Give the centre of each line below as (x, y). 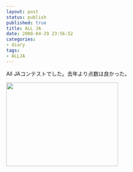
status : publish (26, 17)
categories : (21, 39)
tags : (13, 51)
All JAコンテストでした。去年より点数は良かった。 (68, 74)
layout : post (22, 12)
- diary (16, 45)
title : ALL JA (24, 28)
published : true (26, 23)
